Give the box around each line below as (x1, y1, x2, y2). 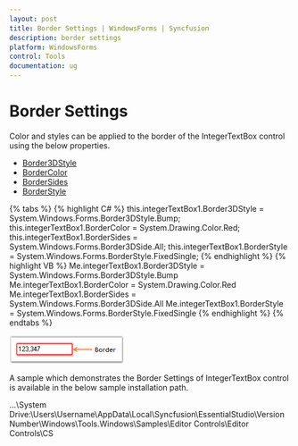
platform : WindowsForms (9, 43, 98, 52)
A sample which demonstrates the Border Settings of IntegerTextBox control (9, 372, 290, 383)
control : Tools (9, 52, 66, 62)
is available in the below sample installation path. (9, 382, 189, 392)
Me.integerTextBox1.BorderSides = (9, 289, 137, 299)
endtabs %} (9, 317, 54, 328)
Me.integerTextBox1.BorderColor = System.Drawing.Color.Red (9, 279, 236, 290)
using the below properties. (9, 139, 111, 151)
